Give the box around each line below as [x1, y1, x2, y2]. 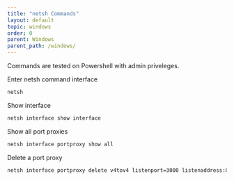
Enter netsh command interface [7, 75, 98, 84]
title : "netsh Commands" [7, 10, 79, 17]
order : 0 [7, 29, 33, 37]
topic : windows [7, 23, 52, 30]
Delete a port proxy [7, 153, 63, 162]
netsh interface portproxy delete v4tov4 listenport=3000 [7, 166, 179, 174]
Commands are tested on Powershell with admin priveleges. [7, 62, 180, 70]
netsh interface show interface [7, 114, 101, 122]
